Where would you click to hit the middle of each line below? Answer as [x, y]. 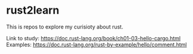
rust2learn [33, 10]
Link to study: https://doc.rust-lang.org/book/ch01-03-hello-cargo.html [93, 38]
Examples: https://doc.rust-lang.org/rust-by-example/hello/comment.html [96, 45]
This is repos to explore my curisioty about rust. [65, 27]
